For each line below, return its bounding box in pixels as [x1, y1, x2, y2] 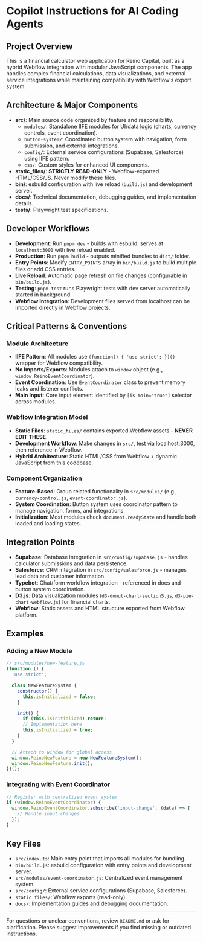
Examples [6, 629, 44, 639]
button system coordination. [14, 585, 86, 592]
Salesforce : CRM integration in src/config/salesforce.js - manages [14, 566, 187, 573]
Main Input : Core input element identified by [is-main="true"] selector [14, 391, 192, 399]
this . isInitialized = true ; [22, 727, 94, 733]
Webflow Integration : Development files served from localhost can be [14, 297, 190, 304]
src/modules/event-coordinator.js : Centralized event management [14, 874, 183, 881]
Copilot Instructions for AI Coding [6, 4, 179, 18]
